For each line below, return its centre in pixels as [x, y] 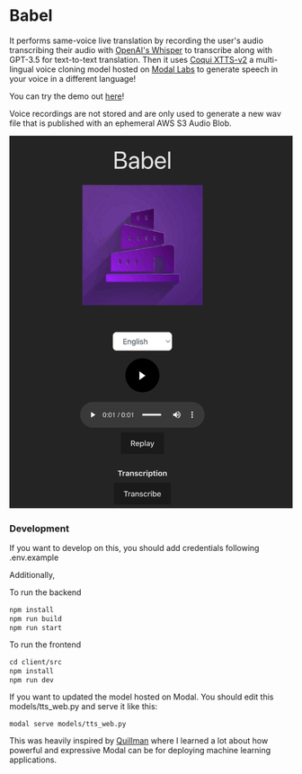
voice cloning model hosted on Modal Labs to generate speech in [157, 69]
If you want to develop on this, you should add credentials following [134, 547]
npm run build [36, 618]
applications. [33, 760]
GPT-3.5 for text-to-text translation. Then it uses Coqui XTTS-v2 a [132, 59]
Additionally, [32, 574]
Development [40, 529]
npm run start [36, 627]
